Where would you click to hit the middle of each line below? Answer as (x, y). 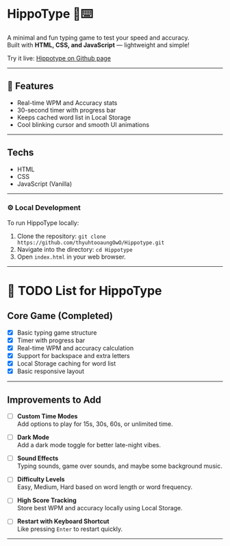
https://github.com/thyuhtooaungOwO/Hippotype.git (91, 242)
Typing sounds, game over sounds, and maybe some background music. (119, 466)
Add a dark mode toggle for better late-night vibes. (89, 445)
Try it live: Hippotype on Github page (59, 58)
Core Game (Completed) (60, 316)
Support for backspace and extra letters (73, 356)
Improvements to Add (54, 400)
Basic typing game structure (57, 332)
